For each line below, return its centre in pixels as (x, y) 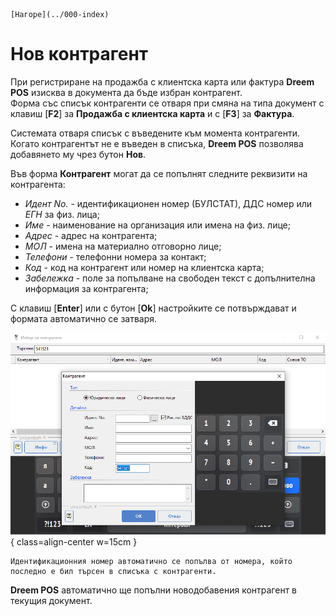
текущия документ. (51, 601)
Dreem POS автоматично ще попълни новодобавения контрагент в (153, 590)
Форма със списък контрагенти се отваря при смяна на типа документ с (167, 103)
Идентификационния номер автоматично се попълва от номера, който (151, 562)
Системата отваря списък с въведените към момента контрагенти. (155, 133)
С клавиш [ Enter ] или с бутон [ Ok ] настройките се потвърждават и (153, 308)
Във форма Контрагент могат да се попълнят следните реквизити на (159, 173)
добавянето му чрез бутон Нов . (78, 154)
